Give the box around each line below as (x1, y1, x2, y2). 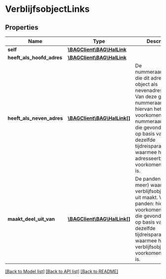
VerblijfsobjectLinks (5, 3, 90, 15)
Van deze (135, 93, 157, 100)
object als (135, 81, 158, 88)
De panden (135, 176, 161, 182)
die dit (135, 75, 150, 81)
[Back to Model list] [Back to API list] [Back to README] (5, 269, 119, 274)
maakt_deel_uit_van (7, 216, 55, 222)
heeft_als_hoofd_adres (7, 54, 63, 61)
